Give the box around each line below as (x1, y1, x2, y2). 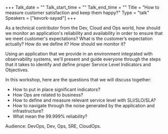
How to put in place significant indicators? (12, 86, 101, 93)
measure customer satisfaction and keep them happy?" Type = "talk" (5, 10, 149, 16)
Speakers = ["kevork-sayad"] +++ (5, 15, 76, 21)
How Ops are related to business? (12, 92, 83, 98)
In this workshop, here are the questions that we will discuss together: (5, 77, 152, 82)
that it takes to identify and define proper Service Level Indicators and (5, 62, 151, 67)
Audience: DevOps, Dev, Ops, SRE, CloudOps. (5, 123, 101, 129)
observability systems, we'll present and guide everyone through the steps (5, 56, 161, 62)
